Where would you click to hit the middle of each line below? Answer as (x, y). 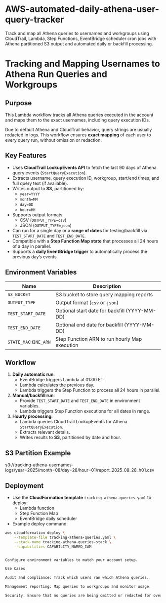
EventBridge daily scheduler (48, 519)
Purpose (19, 103)
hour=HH (27, 210)
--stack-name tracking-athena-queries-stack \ (63, 542)
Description (107, 286)
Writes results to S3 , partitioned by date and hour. (70, 438)
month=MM (29, 199)
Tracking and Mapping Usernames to (83, 64)
